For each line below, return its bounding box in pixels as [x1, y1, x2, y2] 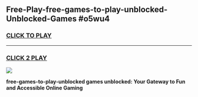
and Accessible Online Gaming [6, 84, 83, 91]
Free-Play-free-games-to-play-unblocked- [6, 5, 168, 15]
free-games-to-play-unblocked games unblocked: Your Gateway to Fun [6, 78, 186, 85]
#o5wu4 [78, 14, 110, 24]
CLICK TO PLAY [6, 32, 52, 40]
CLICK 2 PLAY [6, 53, 47, 62]
